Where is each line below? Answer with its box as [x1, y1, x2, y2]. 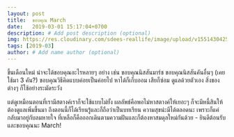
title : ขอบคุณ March [7, 17, 66, 24]
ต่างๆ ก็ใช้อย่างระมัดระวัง [7, 83, 63, 92]
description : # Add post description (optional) [7, 29, 151, 37]
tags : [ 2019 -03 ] [7, 42, 54, 49]
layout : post [7, 10, 45, 17]
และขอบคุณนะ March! [7, 121, 62, 129]
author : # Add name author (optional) [7, 49, 120, 56]
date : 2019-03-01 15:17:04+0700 [7, 23, 108, 30]
